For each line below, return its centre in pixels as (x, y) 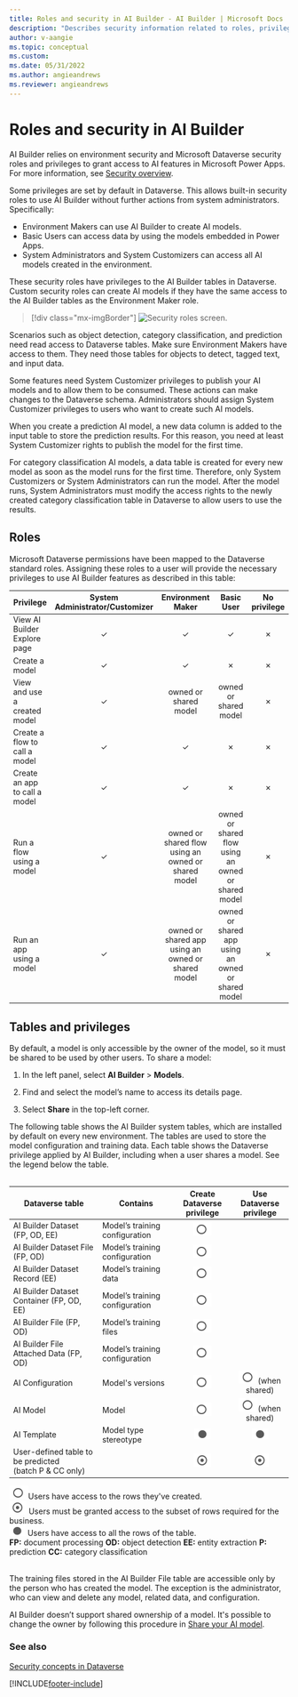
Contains (136, 1203)
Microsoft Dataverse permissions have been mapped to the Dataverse (137, 559)
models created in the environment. (87, 264)
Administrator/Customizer (104, 607)
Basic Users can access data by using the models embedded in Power (151, 236)
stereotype (122, 1439)
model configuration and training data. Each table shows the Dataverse (139, 1146)
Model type (123, 1430)
